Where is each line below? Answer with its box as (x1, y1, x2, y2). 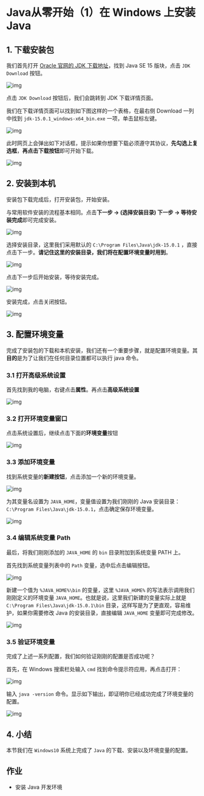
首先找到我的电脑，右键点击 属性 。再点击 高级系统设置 (6, 386, 140, 393)
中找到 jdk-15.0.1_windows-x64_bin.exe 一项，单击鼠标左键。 (6, 115, 160, 122)
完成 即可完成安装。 (11, 216, 59, 223)
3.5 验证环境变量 (6, 637, 55, 646)
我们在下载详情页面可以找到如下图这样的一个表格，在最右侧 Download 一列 (6, 107, 194, 114)
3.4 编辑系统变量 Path (6, 534, 71, 542)
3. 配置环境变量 (6, 329, 64, 340)
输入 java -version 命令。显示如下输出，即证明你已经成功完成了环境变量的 (6, 690, 194, 697)
